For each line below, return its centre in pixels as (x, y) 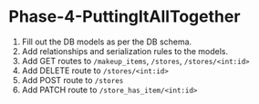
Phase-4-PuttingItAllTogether (124, 17)
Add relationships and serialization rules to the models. (125, 51)
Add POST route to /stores (73, 80)
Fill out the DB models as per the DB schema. (107, 42)
